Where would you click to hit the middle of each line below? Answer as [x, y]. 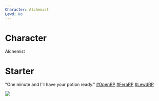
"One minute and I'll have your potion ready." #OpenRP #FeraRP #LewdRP [79, 84]
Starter [20, 71]
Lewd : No [14, 14]
